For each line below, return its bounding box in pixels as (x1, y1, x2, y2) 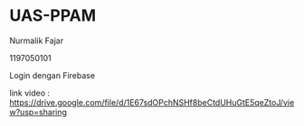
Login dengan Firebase (9, 69, 96, 81)
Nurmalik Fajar (9, 35, 64, 46)
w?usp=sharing (9, 106, 68, 117)
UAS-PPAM (9, 5, 97, 26)
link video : (9, 87, 51, 98)
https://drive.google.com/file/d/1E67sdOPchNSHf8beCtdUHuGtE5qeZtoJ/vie (9, 96, 295, 108)
